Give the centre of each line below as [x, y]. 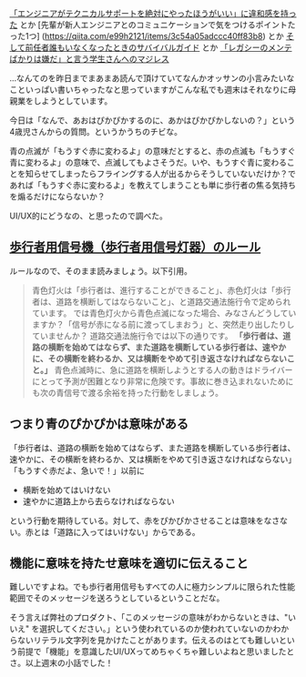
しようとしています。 [73, 101]
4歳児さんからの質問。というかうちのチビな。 [96, 131]
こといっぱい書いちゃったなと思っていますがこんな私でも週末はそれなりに [149, 90]
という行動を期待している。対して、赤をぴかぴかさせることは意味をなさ [145, 520]
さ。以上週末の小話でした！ [61, 663]
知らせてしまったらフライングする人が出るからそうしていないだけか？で [160, 174]
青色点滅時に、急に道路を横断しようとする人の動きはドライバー [173, 369]
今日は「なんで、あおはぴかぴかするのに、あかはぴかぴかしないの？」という [153, 120]
